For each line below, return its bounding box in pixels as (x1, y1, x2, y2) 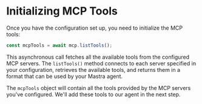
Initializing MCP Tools (6, 4, 118, 18)
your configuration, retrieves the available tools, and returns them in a (6, 66, 181, 73)
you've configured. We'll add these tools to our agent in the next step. (6, 91, 181, 98)
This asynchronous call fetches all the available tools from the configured (6, 53, 190, 60)
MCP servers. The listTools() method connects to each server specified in (6, 59, 196, 67)
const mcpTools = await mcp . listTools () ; (6, 42, 113, 48)
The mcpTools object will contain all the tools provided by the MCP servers (6, 84, 191, 91)
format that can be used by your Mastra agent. (6, 73, 123, 80)
